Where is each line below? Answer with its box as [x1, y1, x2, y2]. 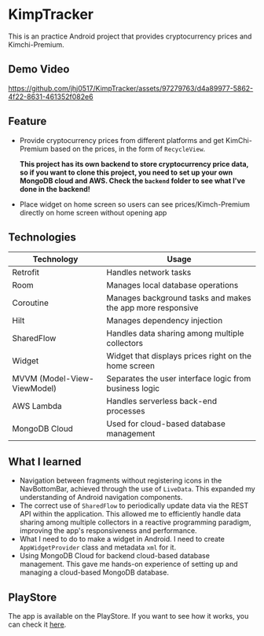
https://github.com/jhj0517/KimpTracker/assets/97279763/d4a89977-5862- [8, 83, 254, 93]
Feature [8, 115, 47, 128]
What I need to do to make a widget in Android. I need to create [19, 535, 225, 544]
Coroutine [12, 297, 49, 308]
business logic [106, 383, 159, 394]
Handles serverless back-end [106, 395, 218, 406]
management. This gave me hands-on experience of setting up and [19, 560, 238, 569]
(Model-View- [38, 373, 94, 384]
